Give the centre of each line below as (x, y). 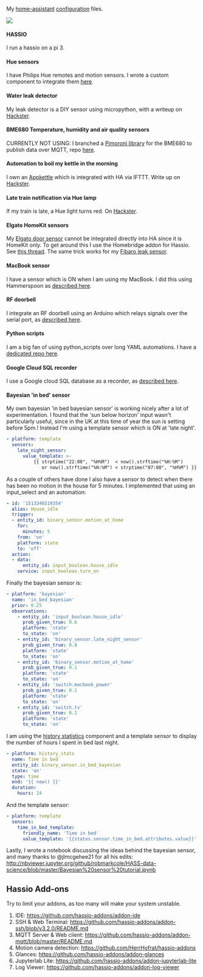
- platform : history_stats (40, 754)
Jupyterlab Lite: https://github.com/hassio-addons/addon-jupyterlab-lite (106, 961)
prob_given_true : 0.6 (50, 622)
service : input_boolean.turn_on (58, 571)
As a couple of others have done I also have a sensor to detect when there (99, 479)
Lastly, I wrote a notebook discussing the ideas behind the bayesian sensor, (101, 850)
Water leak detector (32, 96)
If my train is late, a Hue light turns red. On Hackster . (72, 211)
